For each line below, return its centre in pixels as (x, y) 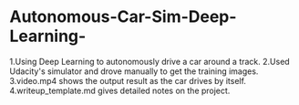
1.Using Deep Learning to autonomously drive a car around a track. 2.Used (149, 61)
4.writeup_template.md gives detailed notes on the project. (120, 90)
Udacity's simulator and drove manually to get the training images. (134, 71)
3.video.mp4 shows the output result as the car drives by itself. (128, 80)
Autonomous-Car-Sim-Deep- (123, 17)
